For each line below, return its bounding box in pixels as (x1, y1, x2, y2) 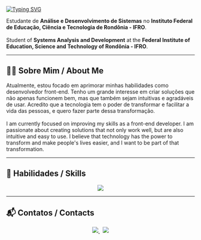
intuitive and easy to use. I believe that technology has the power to (6, 133, 173, 140)
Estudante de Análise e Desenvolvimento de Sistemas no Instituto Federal (6, 17, 193, 24)
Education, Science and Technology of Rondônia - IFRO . (6, 43, 148, 50)
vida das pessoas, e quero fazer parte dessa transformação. (6, 107, 156, 114)
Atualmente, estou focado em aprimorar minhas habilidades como (6, 82, 169, 89)
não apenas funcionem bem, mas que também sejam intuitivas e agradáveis (6, 94, 194, 101)
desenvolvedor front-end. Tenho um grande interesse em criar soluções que (6, 88, 195, 95)
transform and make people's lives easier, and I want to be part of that (6, 139, 179, 146)
